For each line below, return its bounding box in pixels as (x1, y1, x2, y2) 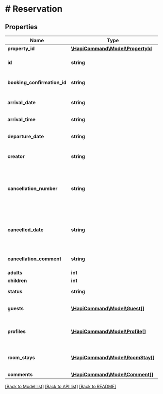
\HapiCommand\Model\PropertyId (71, 45, 152, 52)
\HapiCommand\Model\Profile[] (71, 328, 147, 335)
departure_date (7, 133, 44, 140)
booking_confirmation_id (7, 79, 66, 86)
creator (7, 153, 25, 159)
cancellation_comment (7, 255, 62, 262)
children (7, 277, 27, 284)
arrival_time (7, 116, 36, 123)
